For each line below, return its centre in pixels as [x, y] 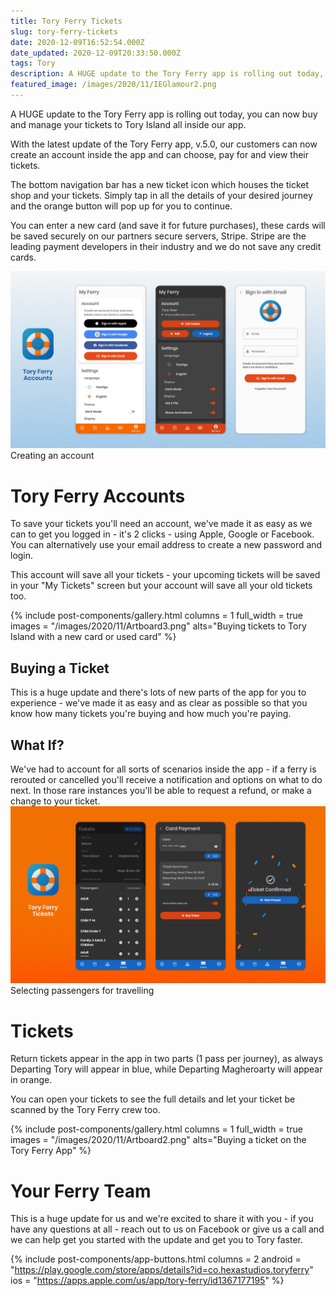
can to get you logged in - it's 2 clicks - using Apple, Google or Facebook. [162, 534]
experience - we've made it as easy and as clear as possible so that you [159, 703]
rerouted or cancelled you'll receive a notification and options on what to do [166, 779]
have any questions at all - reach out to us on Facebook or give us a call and [167, 1229]
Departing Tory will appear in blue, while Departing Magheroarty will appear [166, 1069]
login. [22, 556]
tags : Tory [33, 63]
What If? [37, 745]
